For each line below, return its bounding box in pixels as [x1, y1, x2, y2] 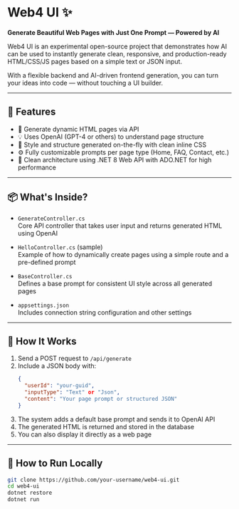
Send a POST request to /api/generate [17, 354, 132, 363]
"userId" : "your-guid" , [24, 382, 95, 389]
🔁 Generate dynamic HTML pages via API [17, 125, 139, 133]
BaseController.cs [17, 273, 73, 280]
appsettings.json [17, 302, 70, 309]
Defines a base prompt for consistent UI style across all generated [17, 279, 213, 288]
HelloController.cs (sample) [17, 243, 103, 251]
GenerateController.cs [17, 215, 85, 222]
